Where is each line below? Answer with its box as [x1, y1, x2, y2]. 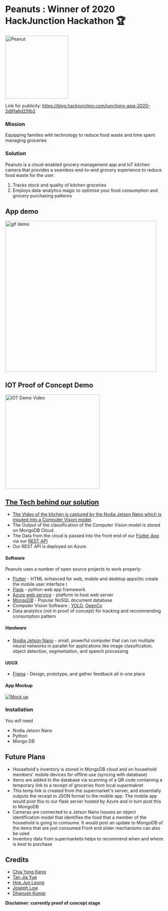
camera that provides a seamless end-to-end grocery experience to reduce [5, 167, 162, 173]
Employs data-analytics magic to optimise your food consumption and [12, 187, 158, 193]
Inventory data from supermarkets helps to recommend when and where [12, 835, 163, 842]
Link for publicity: [5, 102, 41, 109]
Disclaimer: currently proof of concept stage [5, 900, 101, 906]
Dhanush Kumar [12, 890, 46, 896]
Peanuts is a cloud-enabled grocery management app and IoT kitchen [5, 161, 150, 167]
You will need [5, 718, 33, 724]
